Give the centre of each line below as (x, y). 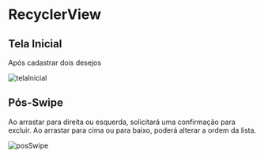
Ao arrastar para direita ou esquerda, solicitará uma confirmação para (122, 122)
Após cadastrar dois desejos (55, 62)
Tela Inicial (35, 44)
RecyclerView (55, 15)
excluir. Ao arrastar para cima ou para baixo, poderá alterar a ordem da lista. (132, 130)
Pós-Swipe (36, 103)
